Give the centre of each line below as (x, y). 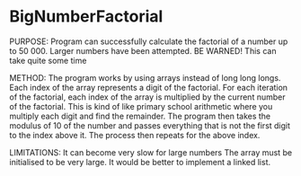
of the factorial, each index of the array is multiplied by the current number (147, 97)
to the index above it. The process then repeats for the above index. (135, 135)
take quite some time (48, 60)
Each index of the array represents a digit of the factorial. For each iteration (149, 87)
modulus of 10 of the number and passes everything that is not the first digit (150, 125)
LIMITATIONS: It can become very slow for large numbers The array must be (151, 152)
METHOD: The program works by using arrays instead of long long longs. (145, 77)
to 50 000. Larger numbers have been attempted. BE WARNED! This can (143, 50)
